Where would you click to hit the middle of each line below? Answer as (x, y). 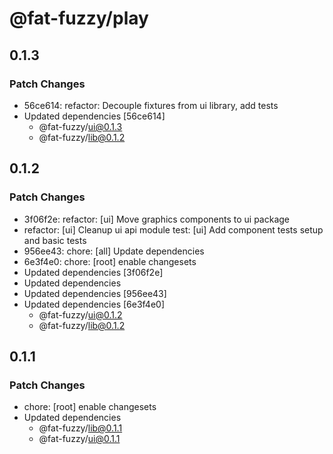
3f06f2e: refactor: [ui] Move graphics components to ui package (157, 219)
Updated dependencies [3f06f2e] (93, 272)
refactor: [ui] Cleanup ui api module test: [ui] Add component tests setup (173, 229)
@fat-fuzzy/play (79, 18)
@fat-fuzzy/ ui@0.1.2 (80, 314)
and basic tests (55, 240)
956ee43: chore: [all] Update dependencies (114, 251)
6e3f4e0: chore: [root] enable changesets (110, 261)
